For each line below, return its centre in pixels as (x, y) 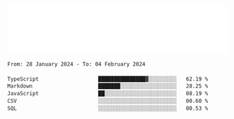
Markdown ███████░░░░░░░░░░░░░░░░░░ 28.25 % (108, 86)
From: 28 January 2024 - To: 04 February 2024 (76, 64)
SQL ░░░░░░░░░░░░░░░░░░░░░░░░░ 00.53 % (108, 108)
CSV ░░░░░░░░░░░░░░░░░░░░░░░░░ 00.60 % (108, 101)
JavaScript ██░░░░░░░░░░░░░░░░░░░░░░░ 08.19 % (108, 94)
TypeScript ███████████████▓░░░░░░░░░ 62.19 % (108, 79)
